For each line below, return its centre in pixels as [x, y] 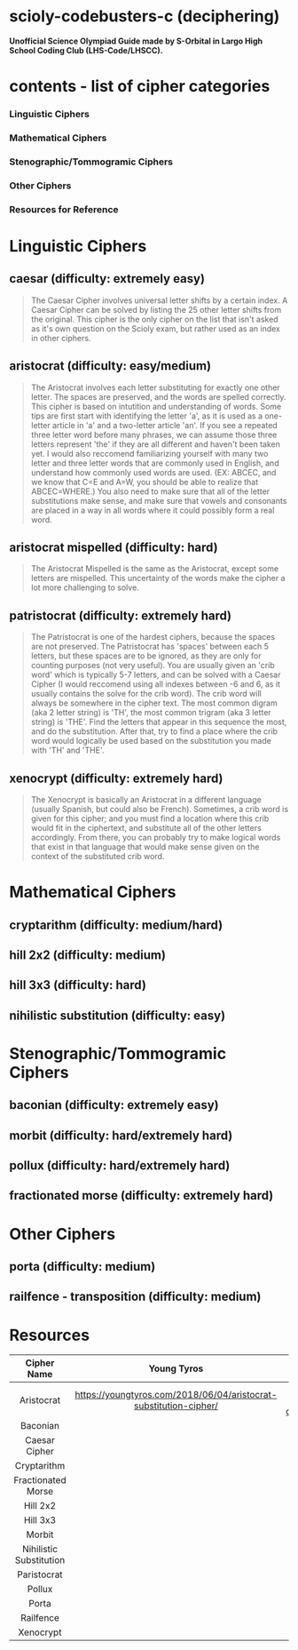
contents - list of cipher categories [140, 87]
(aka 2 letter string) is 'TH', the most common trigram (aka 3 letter [151, 713]
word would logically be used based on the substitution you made [151, 741]
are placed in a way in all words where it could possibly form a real [153, 510]
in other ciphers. [61, 338]
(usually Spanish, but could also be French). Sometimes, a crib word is [160, 809]
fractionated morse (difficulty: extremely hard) [141, 1196]
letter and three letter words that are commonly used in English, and [155, 463]
